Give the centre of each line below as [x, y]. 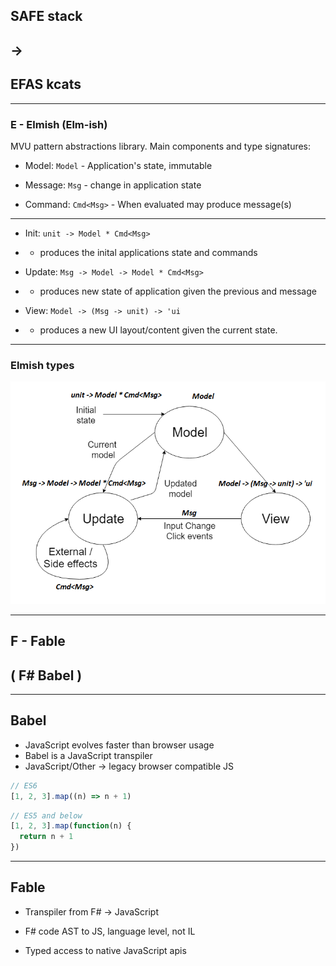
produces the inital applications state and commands [148, 252]
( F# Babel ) [46, 675]
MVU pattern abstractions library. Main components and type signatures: [161, 146]
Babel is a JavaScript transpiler [88, 755]
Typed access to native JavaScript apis [105, 950]
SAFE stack [46, 16]
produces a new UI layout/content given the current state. [158, 330]
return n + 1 [46, 837]
